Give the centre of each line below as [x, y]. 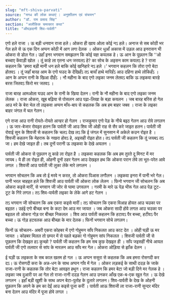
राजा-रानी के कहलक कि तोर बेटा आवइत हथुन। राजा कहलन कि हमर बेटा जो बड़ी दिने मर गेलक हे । [85, 269]
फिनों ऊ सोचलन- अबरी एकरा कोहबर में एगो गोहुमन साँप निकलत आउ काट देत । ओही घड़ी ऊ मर [82, 230]
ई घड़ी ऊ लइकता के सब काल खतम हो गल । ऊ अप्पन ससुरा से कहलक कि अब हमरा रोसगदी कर [82, 258]
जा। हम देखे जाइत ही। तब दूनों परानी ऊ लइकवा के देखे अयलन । [58, 144]
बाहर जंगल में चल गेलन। [25, 111]
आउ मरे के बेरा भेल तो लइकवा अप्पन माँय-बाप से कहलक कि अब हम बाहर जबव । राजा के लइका [81, 105]
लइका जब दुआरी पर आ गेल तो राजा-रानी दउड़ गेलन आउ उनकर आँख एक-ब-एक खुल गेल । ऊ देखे [85, 275]
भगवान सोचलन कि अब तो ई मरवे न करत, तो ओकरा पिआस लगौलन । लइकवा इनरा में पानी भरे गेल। [85, 175]
